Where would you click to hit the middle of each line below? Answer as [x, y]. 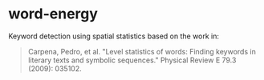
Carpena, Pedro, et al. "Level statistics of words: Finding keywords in [142, 51]
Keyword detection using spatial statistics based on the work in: [114, 36]
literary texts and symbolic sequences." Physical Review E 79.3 [132, 60]
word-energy [53, 14]
